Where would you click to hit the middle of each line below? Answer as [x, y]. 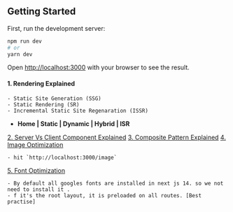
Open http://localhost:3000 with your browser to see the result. [99, 68]
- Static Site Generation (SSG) [54, 98]
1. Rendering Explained [41, 84]
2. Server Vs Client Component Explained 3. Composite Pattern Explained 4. [116, 137]
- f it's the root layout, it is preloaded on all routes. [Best [104, 195]
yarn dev [20, 54]
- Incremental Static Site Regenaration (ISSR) [78, 111]
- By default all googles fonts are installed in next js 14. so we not [115, 183]
